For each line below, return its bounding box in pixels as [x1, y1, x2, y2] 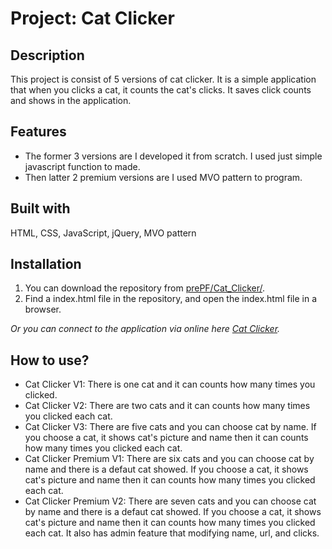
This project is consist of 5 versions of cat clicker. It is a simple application [10, 73, 317, 85]
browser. [24, 303, 62, 316]
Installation [10, 256, 82, 273]
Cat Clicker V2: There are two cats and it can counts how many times [24, 400, 311, 412]
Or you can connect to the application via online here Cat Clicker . [10, 323, 281, 335]
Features [10, 123, 67, 141]
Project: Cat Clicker [10, 7, 175, 30]
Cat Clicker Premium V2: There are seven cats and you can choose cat [24, 495, 317, 507]
